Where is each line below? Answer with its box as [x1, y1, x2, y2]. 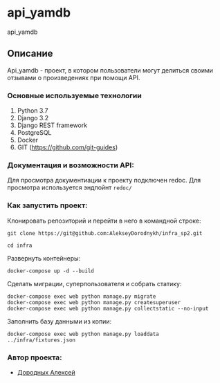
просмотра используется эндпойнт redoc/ [7, 183, 133, 192]
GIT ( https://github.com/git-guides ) [17, 143, 118, 151]
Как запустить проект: [7, 200, 88, 210]
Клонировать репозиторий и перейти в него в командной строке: [7, 216, 201, 225]
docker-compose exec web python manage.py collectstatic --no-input [7, 305, 209, 312]
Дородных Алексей [17, 368, 75, 376]
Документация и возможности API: [7, 160, 135, 170]
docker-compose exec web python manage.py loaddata [7, 330, 159, 337]
